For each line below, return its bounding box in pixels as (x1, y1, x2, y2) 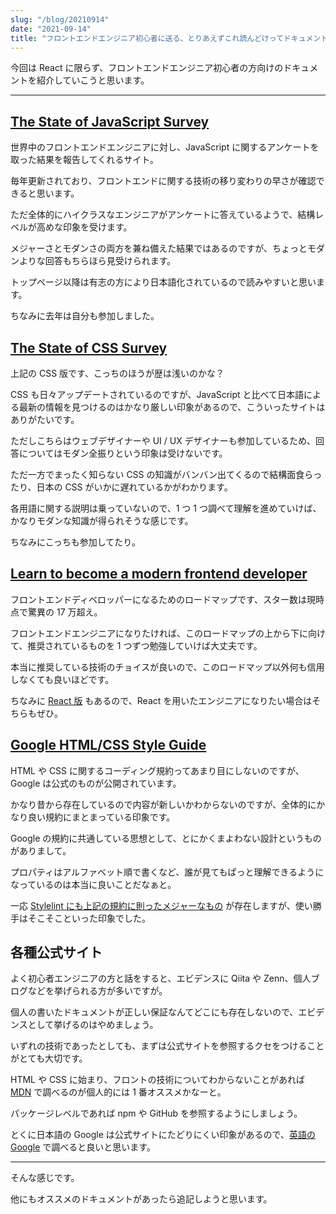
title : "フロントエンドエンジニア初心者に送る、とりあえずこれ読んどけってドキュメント (10, 33, 329, 43)
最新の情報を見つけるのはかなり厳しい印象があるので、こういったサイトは (18, 401, 326, 413)
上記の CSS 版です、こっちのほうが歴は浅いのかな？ (10, 367, 225, 379)
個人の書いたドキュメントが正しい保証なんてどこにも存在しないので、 (10, 1006, 299, 1018)
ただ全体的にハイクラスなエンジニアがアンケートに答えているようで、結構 (10, 209, 316, 221)
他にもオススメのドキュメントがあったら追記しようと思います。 (10, 1193, 273, 1205)
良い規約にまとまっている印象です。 (27, 811, 176, 823)
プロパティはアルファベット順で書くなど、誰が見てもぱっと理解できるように (10, 866, 325, 878)
